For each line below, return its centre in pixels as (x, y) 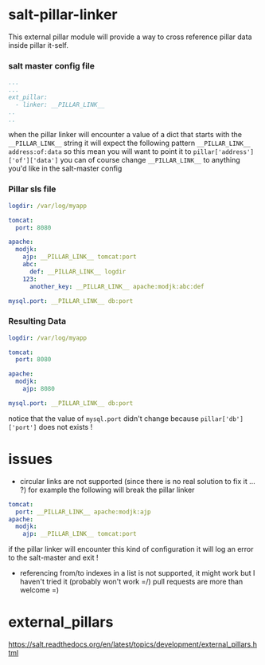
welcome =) (39, 590)
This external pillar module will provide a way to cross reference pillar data (130, 37)
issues (31, 459)
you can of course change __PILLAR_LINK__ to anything (150, 160)
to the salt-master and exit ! (53, 558)
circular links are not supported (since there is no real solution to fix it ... (138, 481)
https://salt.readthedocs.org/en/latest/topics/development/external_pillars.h (132, 644)
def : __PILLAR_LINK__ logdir (78, 272)
